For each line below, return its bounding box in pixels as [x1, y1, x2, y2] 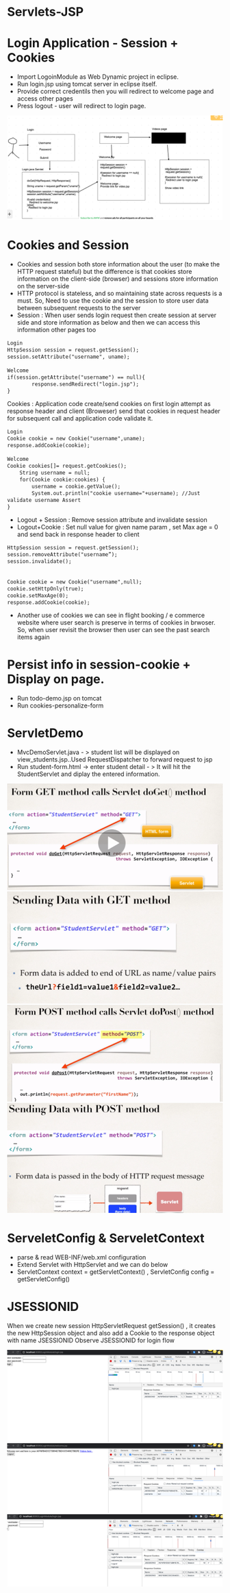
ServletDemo [7, 725, 84, 740]
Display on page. [7, 671, 105, 687]
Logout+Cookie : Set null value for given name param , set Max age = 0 [16, 523, 218, 531]
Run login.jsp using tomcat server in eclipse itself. [16, 80, 157, 88]
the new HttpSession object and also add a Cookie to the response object [7, 1329, 215, 1337]
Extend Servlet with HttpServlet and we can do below [16, 1260, 168, 1268]
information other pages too [16, 325, 97, 334]
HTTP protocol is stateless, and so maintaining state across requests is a [16, 289, 222, 297]
